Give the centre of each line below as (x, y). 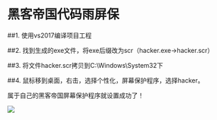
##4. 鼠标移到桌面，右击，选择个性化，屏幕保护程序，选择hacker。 (106, 80)
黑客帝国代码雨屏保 (63, 14)
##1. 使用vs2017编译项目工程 (50, 35)
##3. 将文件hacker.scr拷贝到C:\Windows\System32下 (85, 65)
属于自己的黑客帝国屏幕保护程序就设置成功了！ (76, 95)
